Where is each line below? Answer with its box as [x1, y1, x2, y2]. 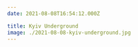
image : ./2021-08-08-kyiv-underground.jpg [7, 29, 131, 36]
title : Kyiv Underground [7, 22, 79, 30]
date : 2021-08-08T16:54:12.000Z [7, 10, 100, 17]
